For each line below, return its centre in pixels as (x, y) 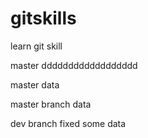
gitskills (43, 18)
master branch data (51, 104)
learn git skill (36, 46)
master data (35, 84)
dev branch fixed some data (68, 123)
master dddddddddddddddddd (74, 65)
